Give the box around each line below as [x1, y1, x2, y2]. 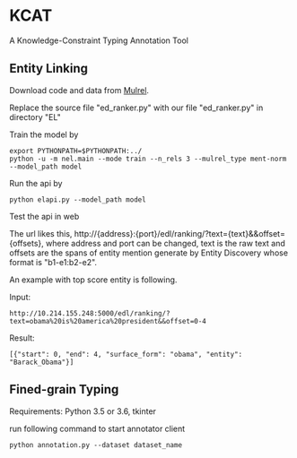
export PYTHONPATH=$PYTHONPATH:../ [9, 146, 143, 155]
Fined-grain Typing [9, 382, 119, 397]
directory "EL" [9, 111, 61, 122]
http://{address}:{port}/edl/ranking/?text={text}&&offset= [74, 228, 285, 238]
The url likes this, [9, 228, 73, 238]
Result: [9, 333, 35, 343]
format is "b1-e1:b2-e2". [9, 256, 97, 267]
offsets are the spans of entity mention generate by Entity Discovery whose [9, 247, 289, 258]
